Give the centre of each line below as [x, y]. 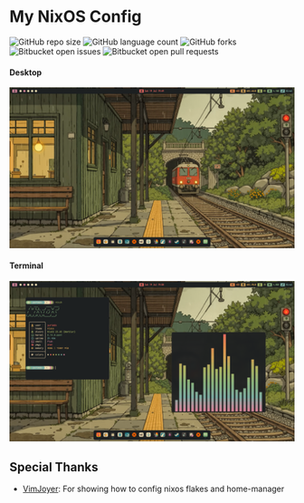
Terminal [26, 266]
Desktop [26, 72]
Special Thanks [54, 467]
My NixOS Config [76, 17]
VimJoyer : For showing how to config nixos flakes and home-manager [153, 489]
